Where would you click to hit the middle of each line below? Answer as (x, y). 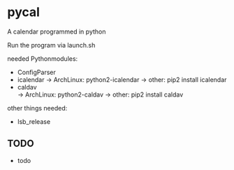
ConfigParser (36, 72)
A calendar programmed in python (57, 31)
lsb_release (34, 121)
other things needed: (37, 108)
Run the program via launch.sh (51, 45)
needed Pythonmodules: (43, 58)
